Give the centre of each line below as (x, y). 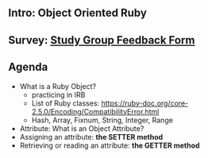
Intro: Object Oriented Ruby (77, 13)
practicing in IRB (58, 94)
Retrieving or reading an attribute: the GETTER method (110, 145)
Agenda (28, 67)
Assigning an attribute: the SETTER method (91, 137)
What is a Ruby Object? (58, 86)
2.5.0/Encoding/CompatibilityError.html (95, 111)
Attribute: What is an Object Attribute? (82, 128)
